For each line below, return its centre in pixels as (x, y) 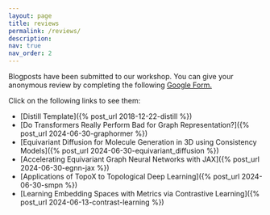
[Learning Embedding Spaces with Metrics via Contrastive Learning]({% (140, 194)
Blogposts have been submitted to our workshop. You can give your (121, 76)
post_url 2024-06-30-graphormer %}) (84, 133)
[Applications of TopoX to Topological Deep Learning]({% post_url (130, 176)
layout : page (30, 16)
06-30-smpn (42, 185)
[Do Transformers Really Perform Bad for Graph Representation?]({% (135, 125)
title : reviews (34, 23)
